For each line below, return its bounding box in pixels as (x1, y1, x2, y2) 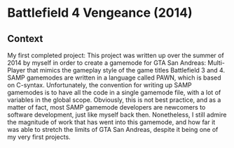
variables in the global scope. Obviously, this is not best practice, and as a (7, 96, 221, 104)
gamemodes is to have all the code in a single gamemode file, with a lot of (7, 89, 221, 96)
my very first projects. (7, 133, 71, 141)
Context (7, 33, 43, 45)
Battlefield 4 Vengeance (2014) (7, 5, 193, 21)
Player (7, 66, 26, 74)
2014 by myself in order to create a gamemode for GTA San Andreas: (7, 59, 207, 67)
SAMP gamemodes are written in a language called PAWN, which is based (7, 73, 222, 82)
